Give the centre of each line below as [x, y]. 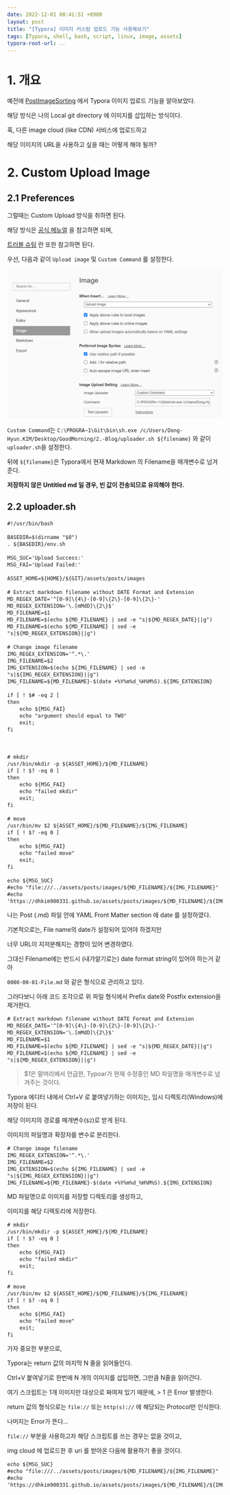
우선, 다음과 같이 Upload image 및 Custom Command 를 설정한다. [91, 259]
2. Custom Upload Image [79, 173]
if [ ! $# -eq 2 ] [33, 695]
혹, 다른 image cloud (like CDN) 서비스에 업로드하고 [77, 130]
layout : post [26, 22]
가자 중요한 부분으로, [35, 1348]
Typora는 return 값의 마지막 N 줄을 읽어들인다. [69, 1362]
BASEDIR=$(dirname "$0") [42, 537]
